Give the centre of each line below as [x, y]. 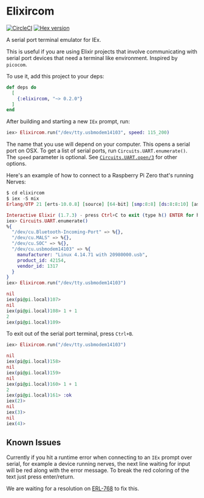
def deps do [21, 87]
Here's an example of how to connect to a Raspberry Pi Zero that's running [100, 176]
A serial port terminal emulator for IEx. [54, 39]
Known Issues [34, 442]
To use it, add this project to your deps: [55, 76]
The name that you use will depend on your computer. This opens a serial [98, 145]
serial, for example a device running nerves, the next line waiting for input [98, 463]
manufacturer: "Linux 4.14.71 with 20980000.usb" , [83, 254]
